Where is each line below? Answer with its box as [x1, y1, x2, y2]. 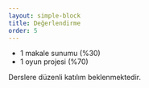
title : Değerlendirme [8, 19, 81, 27]
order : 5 [8, 26, 38, 34]
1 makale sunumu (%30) [19, 49, 101, 58]
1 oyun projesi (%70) [19, 57, 89, 66]
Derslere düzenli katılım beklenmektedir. [8, 73, 141, 82]
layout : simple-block [8, 11, 81, 20]
